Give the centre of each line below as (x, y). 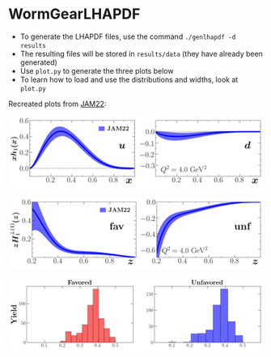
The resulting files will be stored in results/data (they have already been (141, 53)
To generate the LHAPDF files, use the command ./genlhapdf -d (128, 36)
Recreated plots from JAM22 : (57, 104)
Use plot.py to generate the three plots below (97, 70)
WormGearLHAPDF (74, 14)
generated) (39, 62)
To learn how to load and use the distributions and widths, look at (129, 79)
